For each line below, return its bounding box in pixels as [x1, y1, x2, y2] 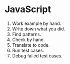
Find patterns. [12, 31, 41, 37]
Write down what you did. [12, 25, 65, 31]
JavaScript [5, 4, 51, 15]
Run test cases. [12, 47, 44, 53]
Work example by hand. [12, 20, 61, 26]
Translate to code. [12, 42, 50, 48]
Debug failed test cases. [12, 52, 63, 59]
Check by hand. [12, 37, 45, 43]
